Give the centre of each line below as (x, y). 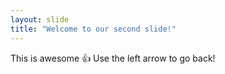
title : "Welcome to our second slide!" (93, 29)
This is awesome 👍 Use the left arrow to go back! (113, 58)
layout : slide (40, 19)
